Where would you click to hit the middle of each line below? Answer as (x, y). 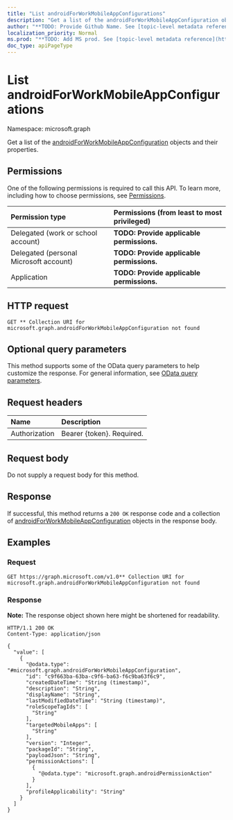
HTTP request (38, 306)
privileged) (132, 221)
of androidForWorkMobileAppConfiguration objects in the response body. (112, 521)
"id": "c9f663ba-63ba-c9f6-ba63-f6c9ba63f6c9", (96, 677)
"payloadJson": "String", (63, 755)
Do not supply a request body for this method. (73, 475)
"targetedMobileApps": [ (61, 725)
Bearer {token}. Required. (102, 434)
